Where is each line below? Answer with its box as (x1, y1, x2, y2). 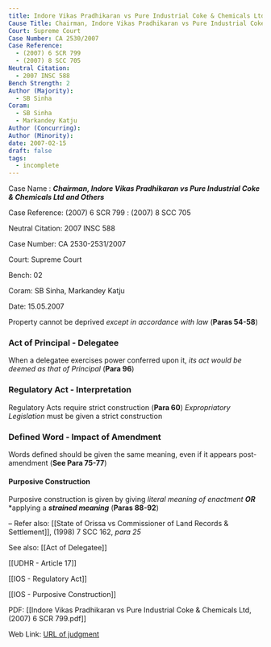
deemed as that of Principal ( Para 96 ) (8, 364, 135, 374)
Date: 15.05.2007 (8, 301, 65, 311)
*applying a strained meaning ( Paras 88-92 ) (8, 503, 160, 512)
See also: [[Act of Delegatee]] (8, 543, 107, 553)
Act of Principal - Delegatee (8, 338, 119, 349)
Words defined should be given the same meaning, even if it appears (8, 450, 238, 459)
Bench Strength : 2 (8, 79, 70, 87)
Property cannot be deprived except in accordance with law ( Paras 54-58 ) (8, 317, 258, 327)
